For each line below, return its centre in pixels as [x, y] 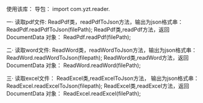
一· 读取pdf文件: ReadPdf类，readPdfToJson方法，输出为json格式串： [95, 22]
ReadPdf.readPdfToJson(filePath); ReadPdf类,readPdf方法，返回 [88, 30]
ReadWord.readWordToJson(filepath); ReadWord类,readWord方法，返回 [98, 58]
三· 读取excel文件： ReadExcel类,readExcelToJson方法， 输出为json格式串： [103, 78]
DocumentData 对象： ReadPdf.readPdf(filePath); [69, 37]
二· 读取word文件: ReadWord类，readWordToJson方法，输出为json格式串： [102, 50]
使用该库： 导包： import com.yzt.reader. [58, 9]
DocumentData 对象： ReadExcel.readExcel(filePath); [74, 94]
